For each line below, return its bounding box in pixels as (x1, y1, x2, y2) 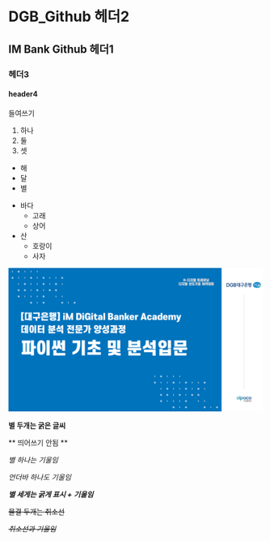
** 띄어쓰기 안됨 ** (8, 438, 69, 448)
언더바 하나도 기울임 (8, 472, 71, 483)
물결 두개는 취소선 (8, 507, 65, 517)
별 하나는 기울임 (8, 455, 59, 465)
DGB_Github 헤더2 (8, 7, 130, 26)
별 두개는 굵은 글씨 (8, 421, 66, 431)
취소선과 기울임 (8, 524, 57, 534)
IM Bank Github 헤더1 (8, 42, 114, 56)
